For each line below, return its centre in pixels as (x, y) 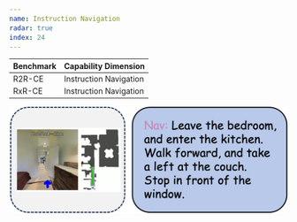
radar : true (31, 28)
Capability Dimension (105, 65)
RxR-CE (28, 91)
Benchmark (35, 65)
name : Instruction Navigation (65, 19)
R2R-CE (28, 79)
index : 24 (27, 37)
